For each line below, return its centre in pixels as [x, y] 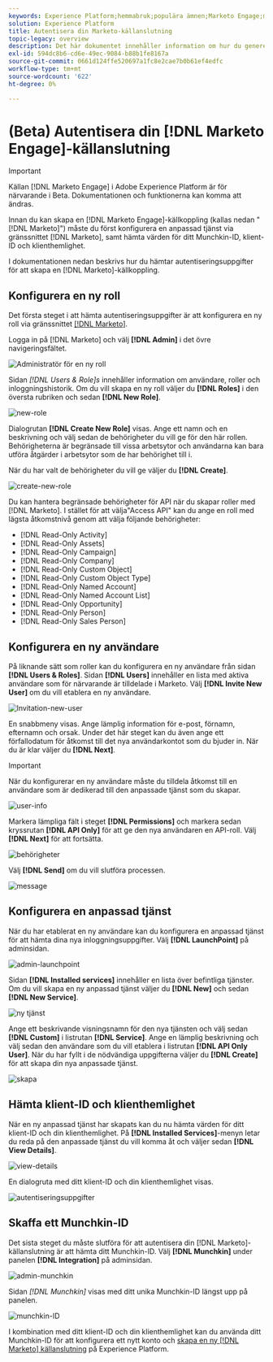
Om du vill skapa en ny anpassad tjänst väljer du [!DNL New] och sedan [129, 988]
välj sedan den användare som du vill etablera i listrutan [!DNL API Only [128, 1046]
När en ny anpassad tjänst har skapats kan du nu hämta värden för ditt [126, 1124]
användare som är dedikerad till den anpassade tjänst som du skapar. [125, 790]
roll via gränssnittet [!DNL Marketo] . [68, 324]
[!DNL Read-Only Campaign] [68, 552]
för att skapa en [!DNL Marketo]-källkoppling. [84, 270]
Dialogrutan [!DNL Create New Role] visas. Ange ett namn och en [118, 429]
